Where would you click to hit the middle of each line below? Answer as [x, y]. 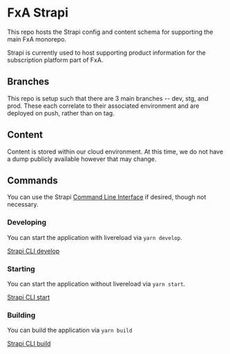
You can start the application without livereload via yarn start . [96, 283]
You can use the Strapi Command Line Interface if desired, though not [107, 197]
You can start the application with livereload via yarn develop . [95, 237]
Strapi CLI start [29, 297]
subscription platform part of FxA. [55, 59]
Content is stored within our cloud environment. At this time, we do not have [115, 151]
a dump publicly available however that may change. [82, 159]
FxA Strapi [38, 13]
